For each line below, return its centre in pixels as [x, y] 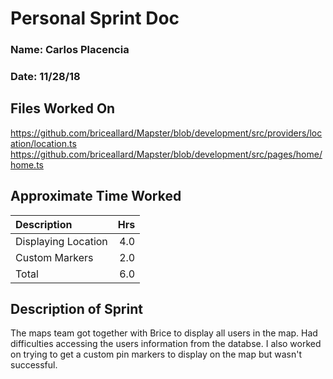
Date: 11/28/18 [45, 77]
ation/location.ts [43, 143]
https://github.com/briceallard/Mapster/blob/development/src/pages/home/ [166, 154]
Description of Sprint [76, 309]
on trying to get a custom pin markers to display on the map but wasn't [156, 354]
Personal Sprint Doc [95, 18]
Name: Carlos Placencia [70, 50]
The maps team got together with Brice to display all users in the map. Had [164, 333]
